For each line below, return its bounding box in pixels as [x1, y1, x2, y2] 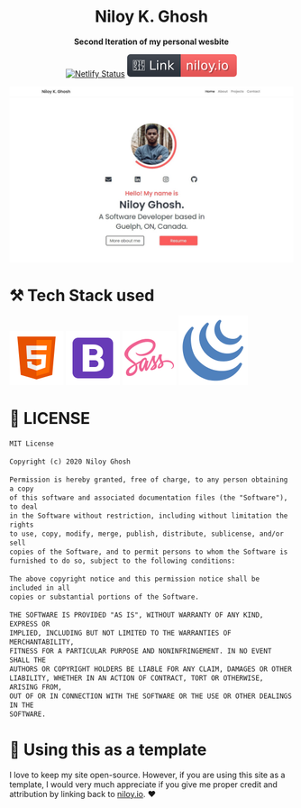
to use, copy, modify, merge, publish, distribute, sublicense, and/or [9, 529, 284, 538]
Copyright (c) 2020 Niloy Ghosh [9, 457, 131, 466]
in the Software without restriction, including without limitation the [9, 511, 288, 520]
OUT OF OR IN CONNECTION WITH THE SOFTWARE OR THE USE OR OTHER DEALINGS [9, 692, 293, 701]
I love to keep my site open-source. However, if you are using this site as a [9, 769, 286, 780]
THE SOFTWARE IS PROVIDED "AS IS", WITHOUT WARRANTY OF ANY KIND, [9, 611, 264, 620]
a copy [9, 484, 34, 493]
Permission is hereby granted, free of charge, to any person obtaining [9, 475, 288, 484]
